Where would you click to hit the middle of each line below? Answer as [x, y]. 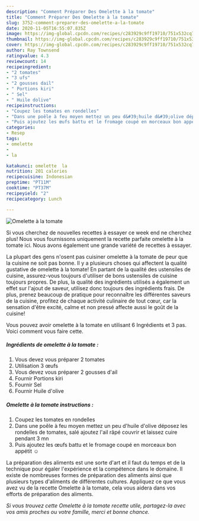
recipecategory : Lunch [34, 199]
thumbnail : [20, 39]
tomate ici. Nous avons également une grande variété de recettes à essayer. [99, 245]
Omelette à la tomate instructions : [50, 405]
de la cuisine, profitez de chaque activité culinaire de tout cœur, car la [91, 301]
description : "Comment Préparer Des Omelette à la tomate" [81, 12]
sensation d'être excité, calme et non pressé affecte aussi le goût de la [92, 307]
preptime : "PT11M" [29, 182]
